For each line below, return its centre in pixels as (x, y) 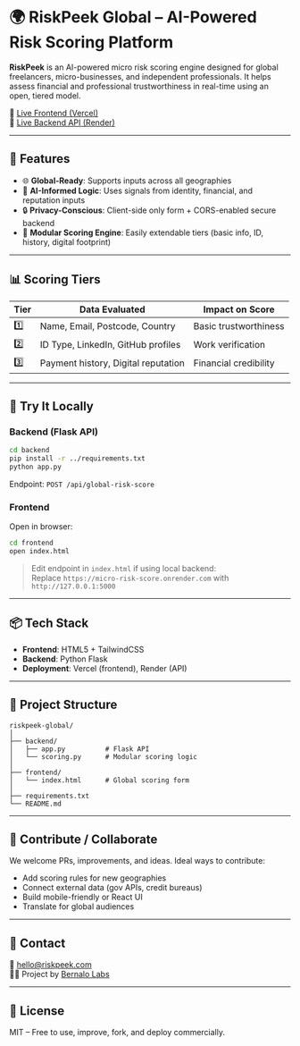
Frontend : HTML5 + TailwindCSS (83, 649)
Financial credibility (234, 363)
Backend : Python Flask (65, 659)
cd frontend (31, 543)
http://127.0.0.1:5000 (73, 586)
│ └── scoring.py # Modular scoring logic (104, 756)
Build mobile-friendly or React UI (82, 897)
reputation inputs (54, 200)
